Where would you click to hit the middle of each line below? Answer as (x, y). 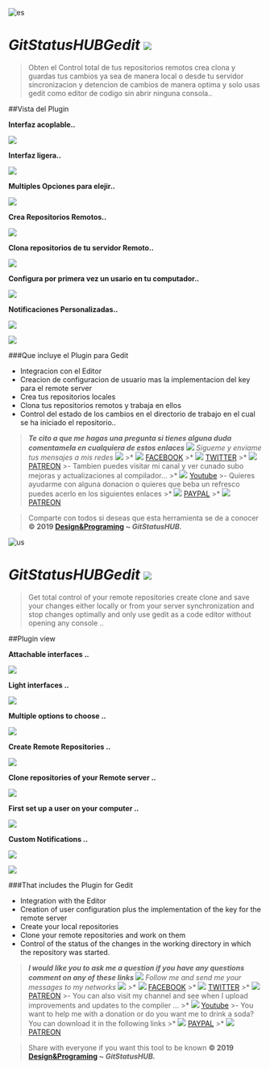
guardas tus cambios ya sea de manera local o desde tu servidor (136, 76)
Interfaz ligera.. (35, 155)
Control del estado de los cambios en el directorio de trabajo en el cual (137, 414)
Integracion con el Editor (61, 371)
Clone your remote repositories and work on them (103, 935)
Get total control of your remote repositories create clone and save (139, 597)
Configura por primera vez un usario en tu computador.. (104, 278)
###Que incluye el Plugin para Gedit (69, 355)
